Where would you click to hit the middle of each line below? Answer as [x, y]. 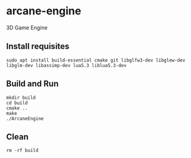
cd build [17, 103]
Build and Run [32, 84]
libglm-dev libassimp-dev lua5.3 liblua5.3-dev [67, 65]
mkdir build [21, 98]
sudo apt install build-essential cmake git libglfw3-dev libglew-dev [96, 60]
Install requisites [38, 46]
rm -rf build [22, 151]
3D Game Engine [27, 28]
